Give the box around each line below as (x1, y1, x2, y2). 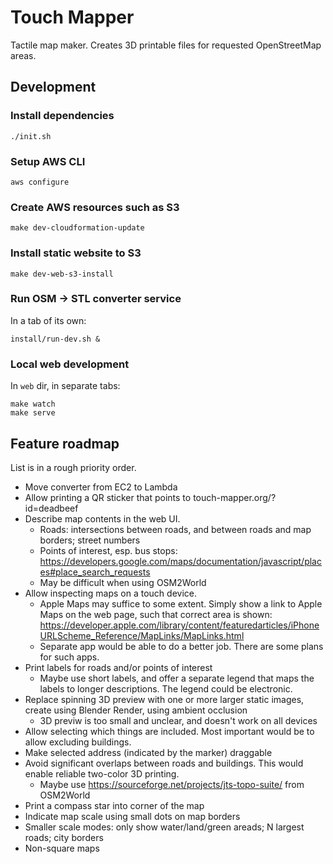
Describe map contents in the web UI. (24, 512, 181, 525)
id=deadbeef (24, 502, 79, 514)
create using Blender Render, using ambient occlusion (24, 704, 248, 716)
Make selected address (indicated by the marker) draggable (24, 746, 273, 758)
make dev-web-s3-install (10, 269, 114, 279)
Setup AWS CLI (10, 154, 86, 168)
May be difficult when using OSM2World (39, 576, 207, 588)
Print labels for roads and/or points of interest (24, 661, 213, 673)
